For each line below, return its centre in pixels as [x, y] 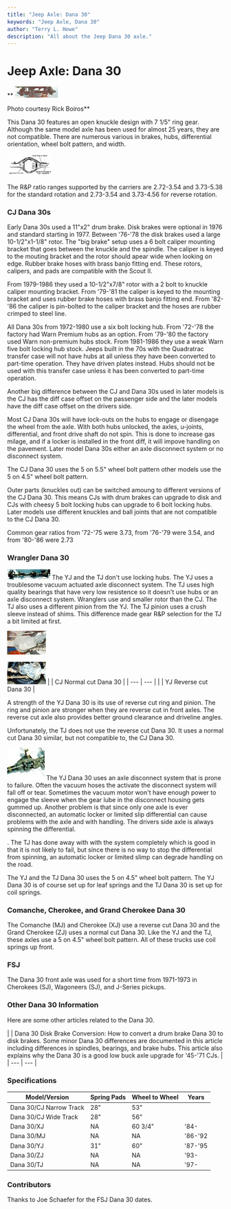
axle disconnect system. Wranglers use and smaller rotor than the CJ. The [112, 599]
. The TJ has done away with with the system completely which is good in [111, 842]
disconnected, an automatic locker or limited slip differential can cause [107, 814]
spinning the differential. [42, 829]
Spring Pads [108, 1097]
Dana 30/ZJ [27, 1155]
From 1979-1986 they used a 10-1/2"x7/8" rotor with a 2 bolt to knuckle [108, 284]
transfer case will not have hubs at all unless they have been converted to [111, 356]
